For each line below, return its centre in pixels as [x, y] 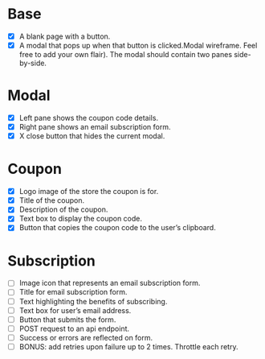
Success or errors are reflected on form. [86, 337]
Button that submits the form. [67, 320]
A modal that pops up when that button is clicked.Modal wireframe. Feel [138, 45]
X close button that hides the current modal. [92, 136]
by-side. [33, 63]
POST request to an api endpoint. [74, 328]
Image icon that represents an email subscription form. [110, 283]
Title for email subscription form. [73, 292]
